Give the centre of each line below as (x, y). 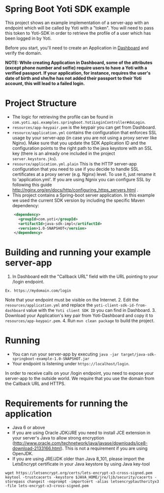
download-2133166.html (37, 448)
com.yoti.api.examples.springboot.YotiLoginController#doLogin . (79, 122)
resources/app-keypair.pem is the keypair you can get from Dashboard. (84, 127)
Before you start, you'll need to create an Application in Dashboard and (77, 48)
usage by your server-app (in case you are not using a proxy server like (84, 137)
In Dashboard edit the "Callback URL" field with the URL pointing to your (85, 276)
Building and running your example (78, 253)
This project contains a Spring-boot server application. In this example (83, 195)
